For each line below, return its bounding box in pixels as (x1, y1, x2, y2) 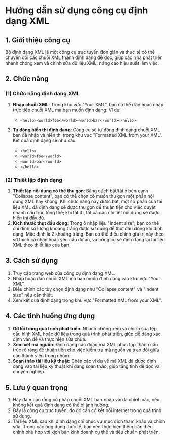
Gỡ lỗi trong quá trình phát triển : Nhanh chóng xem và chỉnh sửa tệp (12, 325, 157, 331)
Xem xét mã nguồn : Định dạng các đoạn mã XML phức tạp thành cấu (12, 341, 158, 347)
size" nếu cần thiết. (12, 291, 53, 298)
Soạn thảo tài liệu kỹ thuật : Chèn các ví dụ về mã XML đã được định (12, 358, 156, 364)
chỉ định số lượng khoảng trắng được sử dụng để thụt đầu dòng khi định (12, 225, 163, 231)
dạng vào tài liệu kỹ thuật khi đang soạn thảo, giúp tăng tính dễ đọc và (12, 363, 160, 369)
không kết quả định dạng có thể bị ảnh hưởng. (12, 402, 110, 408)
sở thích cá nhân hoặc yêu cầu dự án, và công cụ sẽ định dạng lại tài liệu (12, 236, 165, 242)
